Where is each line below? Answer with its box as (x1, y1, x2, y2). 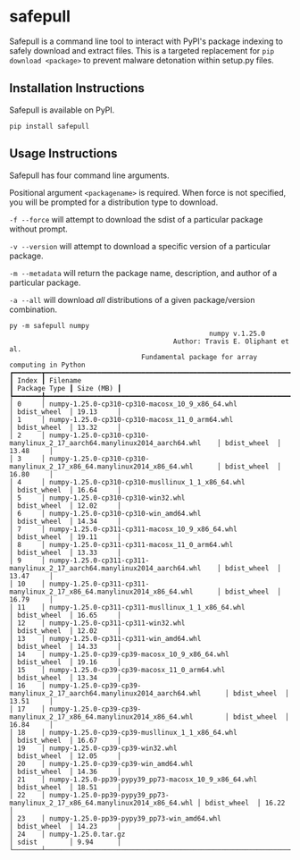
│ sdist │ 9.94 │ (9, 838, 122, 847)
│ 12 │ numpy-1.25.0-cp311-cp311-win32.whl (9, 619, 186, 628)
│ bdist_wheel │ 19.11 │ (9, 532, 122, 542)
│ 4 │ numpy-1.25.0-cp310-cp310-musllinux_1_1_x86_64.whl (9, 477, 246, 486)
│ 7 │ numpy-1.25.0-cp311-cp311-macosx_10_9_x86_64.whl (9, 525, 238, 534)
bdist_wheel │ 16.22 (204, 798, 286, 807)
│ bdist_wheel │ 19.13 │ (9, 407, 122, 417)
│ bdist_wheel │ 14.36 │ (9, 767, 122, 776)
